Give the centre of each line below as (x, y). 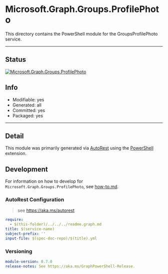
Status (16, 59)
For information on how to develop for (44, 181)
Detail (14, 136)
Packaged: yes (28, 115)
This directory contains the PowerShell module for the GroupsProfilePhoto (81, 34)
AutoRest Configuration (35, 200)
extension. (16, 154)
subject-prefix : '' (25, 234)
